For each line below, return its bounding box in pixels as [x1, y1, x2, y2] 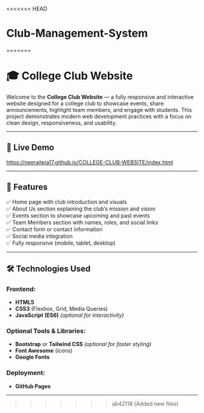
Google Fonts [15, 353, 50, 361]
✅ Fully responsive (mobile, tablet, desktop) [6, 239, 116, 246]
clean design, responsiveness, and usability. [6, 119, 117, 127]
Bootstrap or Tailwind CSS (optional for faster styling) [15, 341, 152, 348]
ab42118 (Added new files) [112, 400, 179, 407]
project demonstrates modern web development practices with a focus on [6, 113, 192, 120]
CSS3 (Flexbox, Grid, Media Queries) [15, 305, 108, 313]
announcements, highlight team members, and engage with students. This [6, 106, 192, 113]
